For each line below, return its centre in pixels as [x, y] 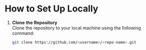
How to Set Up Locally [52, 9]
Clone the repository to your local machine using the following [77, 27]
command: [23, 33]
